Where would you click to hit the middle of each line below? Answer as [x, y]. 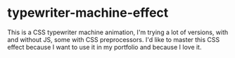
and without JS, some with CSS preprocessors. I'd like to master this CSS [114, 39]
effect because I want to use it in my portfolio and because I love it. [104, 47]
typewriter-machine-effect [88, 13]
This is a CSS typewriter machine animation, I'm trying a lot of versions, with [118, 32]
